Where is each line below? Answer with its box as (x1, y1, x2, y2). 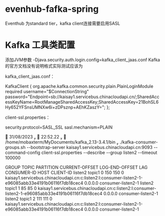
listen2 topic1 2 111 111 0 (5, 196, 53, 202)
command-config (5, 149, 40, 155)
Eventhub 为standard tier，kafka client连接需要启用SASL (5, 20, 121, 26)
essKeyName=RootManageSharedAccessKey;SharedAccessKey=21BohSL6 (5, 99, 159, 105)
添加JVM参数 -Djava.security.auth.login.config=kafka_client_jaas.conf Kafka (5, 57, 160, 63)
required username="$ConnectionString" (5, 88, 89, 94)
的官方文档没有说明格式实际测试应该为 (5, 63, 83, 69)
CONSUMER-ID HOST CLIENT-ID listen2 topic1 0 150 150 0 (5, 169, 124, 176)
